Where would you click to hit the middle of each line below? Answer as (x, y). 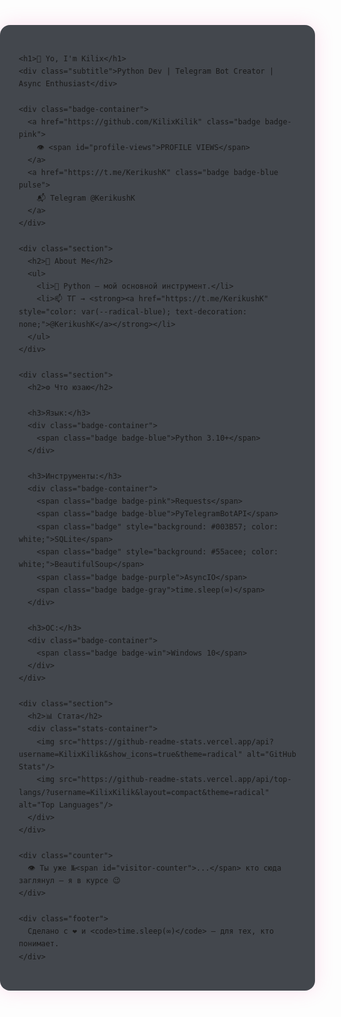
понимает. (39, 944)
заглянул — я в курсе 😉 (69, 881)
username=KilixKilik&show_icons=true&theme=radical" (130, 754)
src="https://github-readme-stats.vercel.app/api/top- (175, 780)
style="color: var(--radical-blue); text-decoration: (133, 311)
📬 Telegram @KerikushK (86, 198)
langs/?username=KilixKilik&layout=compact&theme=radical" (144, 792)
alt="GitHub (271, 754)
